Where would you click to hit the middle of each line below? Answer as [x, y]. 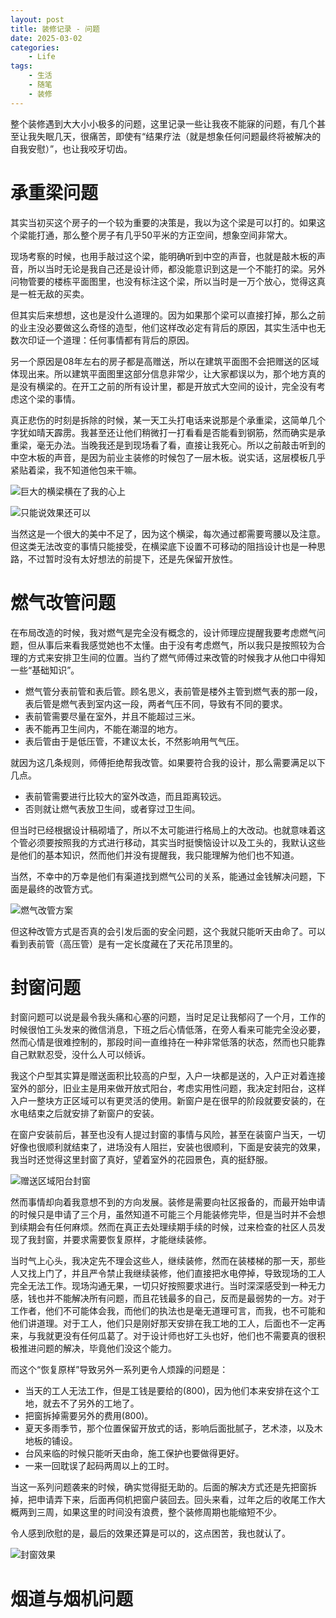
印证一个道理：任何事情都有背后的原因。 [111, 340]
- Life [42, 57]
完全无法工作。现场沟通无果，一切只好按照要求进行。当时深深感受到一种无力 [168, 1286]
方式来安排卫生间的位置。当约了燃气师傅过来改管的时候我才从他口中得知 [176, 657]
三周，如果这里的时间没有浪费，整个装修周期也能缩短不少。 [159, 1512]
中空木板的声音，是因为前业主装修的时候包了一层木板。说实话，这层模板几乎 [168, 457]
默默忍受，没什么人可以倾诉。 [89, 1055]
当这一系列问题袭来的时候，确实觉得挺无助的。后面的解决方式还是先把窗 [159, 1487]
